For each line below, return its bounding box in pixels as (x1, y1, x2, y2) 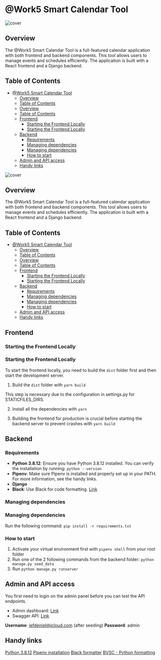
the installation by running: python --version (12, 466, 102, 472)
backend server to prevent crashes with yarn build (12, 420, 116, 426)
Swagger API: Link (12, 613, 50, 619)
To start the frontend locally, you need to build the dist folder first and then (5, 367, 157, 373)
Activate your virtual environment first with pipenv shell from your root (12, 546, 156, 552)
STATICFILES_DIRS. (5, 396, 45, 402)
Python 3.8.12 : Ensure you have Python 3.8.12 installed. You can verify (12, 460, 154, 466)
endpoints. (5, 598, 27, 604)
